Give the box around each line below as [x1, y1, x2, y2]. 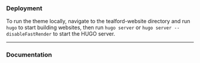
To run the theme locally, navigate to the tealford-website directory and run [6, 18, 190, 25]
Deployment [6, 4, 43, 12]
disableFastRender [6, 31, 52, 37]
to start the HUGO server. [52, 30, 115, 37]
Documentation [6, 51, 52, 59]
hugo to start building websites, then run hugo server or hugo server [6, 24, 172, 31]
